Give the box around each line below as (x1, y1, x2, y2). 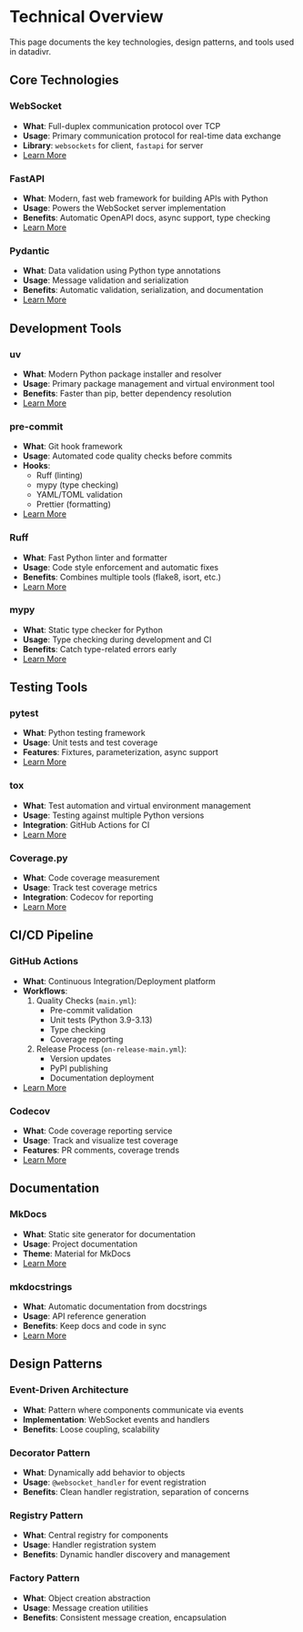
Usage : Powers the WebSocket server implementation (22, 202, 226, 213)
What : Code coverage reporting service (22, 1125, 173, 1136)
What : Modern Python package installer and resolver (22, 368, 222, 379)
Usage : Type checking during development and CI (22, 634, 212, 645)
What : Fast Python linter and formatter (22, 552, 168, 563)
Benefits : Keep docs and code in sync (22, 1321, 167, 1332)
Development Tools (9, 320, 122, 336)
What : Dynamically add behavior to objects (22, 1467, 186, 1478)
